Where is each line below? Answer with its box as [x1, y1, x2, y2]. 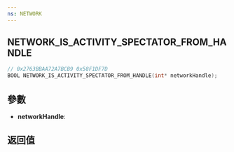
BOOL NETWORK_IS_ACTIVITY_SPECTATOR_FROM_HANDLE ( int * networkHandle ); [7, 72, 218, 79]
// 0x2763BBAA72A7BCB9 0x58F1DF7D [7, 66, 109, 73]
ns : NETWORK [7, 10, 42, 18]
